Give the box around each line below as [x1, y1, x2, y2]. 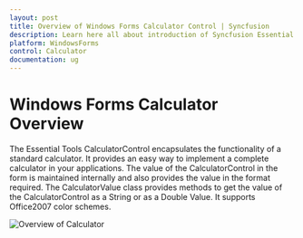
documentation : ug [9, 55, 79, 64]
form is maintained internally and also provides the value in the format [9, 172, 270, 183]
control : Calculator [9, 47, 88, 56]
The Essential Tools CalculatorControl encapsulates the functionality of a [9, 143, 281, 154]
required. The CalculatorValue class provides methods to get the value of [9, 182, 283, 193]
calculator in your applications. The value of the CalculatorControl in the [9, 162, 279, 173]
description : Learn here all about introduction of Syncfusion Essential [9, 30, 295, 39]
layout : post [9, 13, 59, 23]
